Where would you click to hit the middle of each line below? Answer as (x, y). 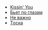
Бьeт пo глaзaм (26, 12)
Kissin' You (21, 7)
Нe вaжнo (20, 17)
